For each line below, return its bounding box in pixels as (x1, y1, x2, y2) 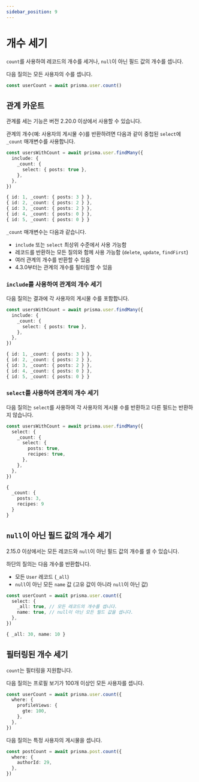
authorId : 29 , (17, 760, 52, 766)
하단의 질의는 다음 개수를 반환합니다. (6, 560, 91, 567)
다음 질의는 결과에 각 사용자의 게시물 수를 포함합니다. (6, 295, 129, 302)
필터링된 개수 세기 (6, 650, 68, 660)
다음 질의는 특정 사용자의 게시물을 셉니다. (6, 736, 102, 744)
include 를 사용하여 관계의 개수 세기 (6, 280, 102, 289)
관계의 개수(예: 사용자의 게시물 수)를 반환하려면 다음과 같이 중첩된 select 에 (6, 130, 182, 138)
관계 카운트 (6, 100, 45, 111)
